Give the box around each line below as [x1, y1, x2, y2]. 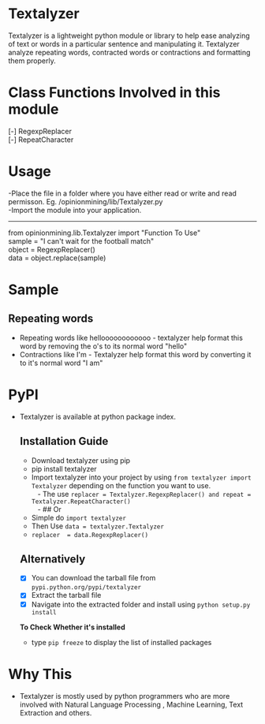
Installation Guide [19, 435, 109, 448]
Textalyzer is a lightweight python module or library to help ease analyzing [8, 31, 250, 40]
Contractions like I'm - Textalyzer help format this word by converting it [19, 349, 252, 359]
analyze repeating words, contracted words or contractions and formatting [8, 47, 251, 57]
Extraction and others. [19, 707, 92, 718]
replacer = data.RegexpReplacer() [31, 531, 148, 539]
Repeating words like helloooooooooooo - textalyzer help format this [19, 333, 243, 342]
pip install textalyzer [31, 464, 97, 473]
